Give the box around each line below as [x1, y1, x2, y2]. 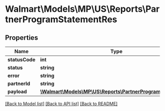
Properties [5, 33, 38, 42]
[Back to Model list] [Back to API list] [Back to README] [5, 101, 118, 107]
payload [7, 88, 27, 95]
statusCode [7, 56, 36, 63]
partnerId [7, 80, 30, 87]
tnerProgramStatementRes [5, 14, 117, 25]
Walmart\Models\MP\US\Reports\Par [5, 3, 160, 15]
